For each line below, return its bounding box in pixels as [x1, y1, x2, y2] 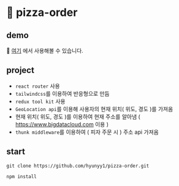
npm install [6, 173, 37, 180]
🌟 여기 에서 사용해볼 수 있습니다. [6, 47, 84, 54]
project [6, 65, 35, 76]
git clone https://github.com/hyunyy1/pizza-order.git [6, 163, 150, 169]
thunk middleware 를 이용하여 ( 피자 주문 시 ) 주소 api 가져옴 [15, 128, 159, 136]
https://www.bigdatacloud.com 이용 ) [15, 120, 109, 128]
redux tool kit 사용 [15, 98, 66, 105]
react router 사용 [15, 82, 60, 90]
